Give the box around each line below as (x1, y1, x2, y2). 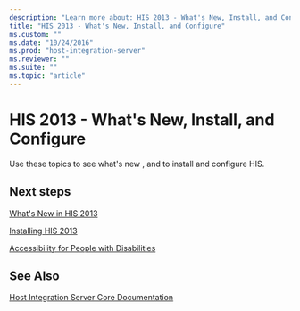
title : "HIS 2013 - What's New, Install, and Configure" (9, 21, 226, 30)
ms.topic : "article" (9, 71, 87, 80)
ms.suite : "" (9, 63, 58, 72)
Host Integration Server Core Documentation (9, 292, 174, 303)
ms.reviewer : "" (9, 55, 70, 63)
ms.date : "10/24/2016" (9, 38, 94, 47)
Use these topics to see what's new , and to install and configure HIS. (9, 158, 265, 169)
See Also (9, 268, 60, 283)
